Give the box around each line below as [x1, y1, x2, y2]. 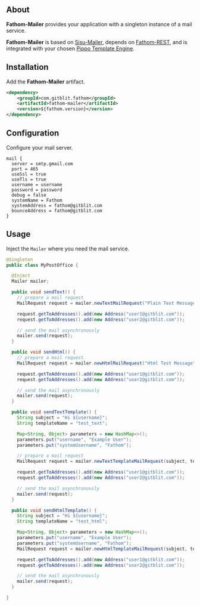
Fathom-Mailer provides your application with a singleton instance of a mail [6, 20, 192, 27]
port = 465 [11, 166, 39, 172]
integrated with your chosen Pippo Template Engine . [6, 45, 135, 52]
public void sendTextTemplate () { [11, 409, 97, 415]
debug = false [11, 192, 46, 198]
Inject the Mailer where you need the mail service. [6, 245, 130, 252]
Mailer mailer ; [11, 279, 49, 285]
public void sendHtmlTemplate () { [11, 507, 97, 514]
